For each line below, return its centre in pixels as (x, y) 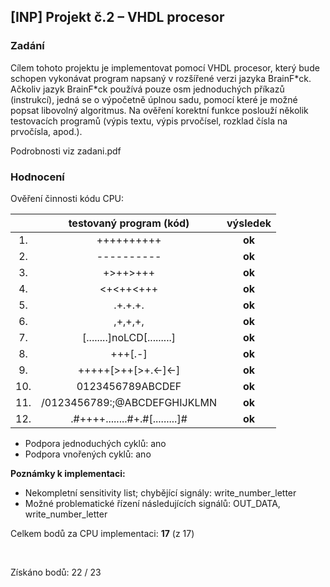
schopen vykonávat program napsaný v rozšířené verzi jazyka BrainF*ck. (161, 78)
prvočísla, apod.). (46, 131)
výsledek (249, 223)
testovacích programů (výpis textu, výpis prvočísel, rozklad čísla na (149, 121)
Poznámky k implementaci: (68, 473)
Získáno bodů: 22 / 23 (56, 572)
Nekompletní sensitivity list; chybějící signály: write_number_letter (160, 492)
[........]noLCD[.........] (129, 337)
